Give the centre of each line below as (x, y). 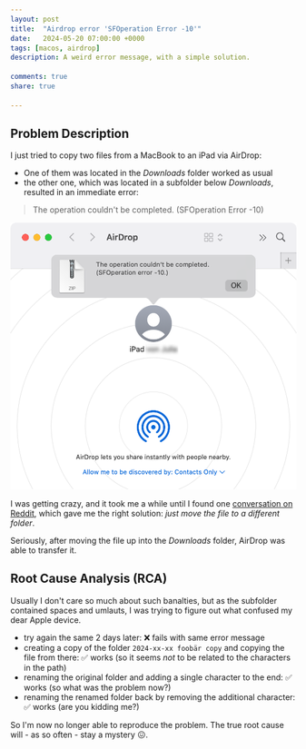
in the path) (45, 667)
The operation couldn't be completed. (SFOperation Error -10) (148, 210)
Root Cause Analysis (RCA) (89, 579)
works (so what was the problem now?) (97, 687)
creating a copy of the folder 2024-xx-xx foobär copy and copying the (154, 647)
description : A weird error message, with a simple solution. (130, 58)
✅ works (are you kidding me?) (81, 706)
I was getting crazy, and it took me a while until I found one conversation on (152, 504)
